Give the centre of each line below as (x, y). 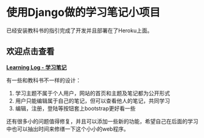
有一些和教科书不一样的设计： (44, 80)
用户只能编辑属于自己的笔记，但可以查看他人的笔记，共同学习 (93, 100)
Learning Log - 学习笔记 (37, 67)
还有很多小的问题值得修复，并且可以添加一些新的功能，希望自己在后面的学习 (102, 121)
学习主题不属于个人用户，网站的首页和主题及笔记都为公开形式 (93, 93)
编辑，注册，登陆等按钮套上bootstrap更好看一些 (75, 108)
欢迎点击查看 (30, 51)
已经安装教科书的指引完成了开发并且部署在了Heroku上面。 (79, 30)
